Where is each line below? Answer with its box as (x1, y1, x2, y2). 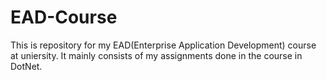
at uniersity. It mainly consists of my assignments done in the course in (10, 49, 303, 61)
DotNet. (10, 60, 43, 72)
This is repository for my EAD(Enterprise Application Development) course (10, 39, 317, 51)
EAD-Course (10, 6, 118, 29)
